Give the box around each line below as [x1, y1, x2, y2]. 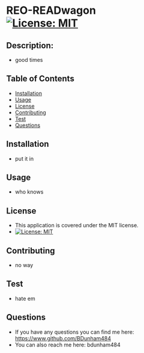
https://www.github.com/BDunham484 [14, 334, 112, 342]
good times [14, 57, 43, 63]
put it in [14, 155, 34, 162]
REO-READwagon [6, 4, 96, 17]
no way [14, 262, 34, 269]
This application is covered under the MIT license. [14, 222, 139, 229]
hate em [14, 295, 35, 302]
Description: [6, 40, 54, 51]
